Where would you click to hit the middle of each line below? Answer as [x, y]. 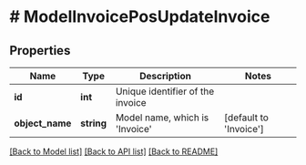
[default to [246, 118]
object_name [43, 123]
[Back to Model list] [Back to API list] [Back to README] [114, 151]
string [94, 123]
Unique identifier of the [165, 91]
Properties [40, 51]
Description [165, 76]
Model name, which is [162, 118]
